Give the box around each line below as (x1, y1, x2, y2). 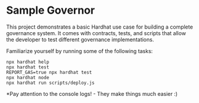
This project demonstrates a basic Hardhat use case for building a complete (6, 23, 193, 30)
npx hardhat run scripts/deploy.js (6, 80, 95, 86)
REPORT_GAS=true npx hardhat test (6, 69, 93, 75)
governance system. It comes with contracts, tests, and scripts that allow (6, 29, 186, 36)
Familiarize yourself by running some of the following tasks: (6, 47, 153, 54)
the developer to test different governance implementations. (6, 36, 154, 43)
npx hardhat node (6, 74, 50, 80)
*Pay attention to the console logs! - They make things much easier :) (6, 90, 178, 97)
